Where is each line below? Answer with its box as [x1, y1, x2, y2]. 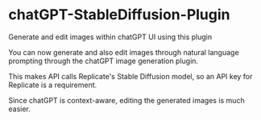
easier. [8, 104, 31, 114]
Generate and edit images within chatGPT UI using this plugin [8, 32, 213, 42]
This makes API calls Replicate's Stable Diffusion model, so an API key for [8, 71, 253, 81]
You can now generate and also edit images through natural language [8, 47, 239, 57]
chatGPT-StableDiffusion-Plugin [8, 6, 231, 24]
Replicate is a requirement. [8, 80, 97, 90]
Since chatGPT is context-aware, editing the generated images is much [8, 95, 245, 105]
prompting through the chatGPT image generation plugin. [8, 56, 199, 66]
